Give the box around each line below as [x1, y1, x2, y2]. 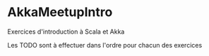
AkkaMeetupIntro [7, 4, 113, 20]
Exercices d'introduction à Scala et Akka [7, 27, 125, 36]
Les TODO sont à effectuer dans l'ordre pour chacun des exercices [7, 41, 203, 49]
